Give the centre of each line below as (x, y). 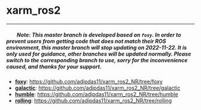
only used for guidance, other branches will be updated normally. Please (99, 54)
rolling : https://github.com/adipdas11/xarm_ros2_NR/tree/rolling (93, 100)
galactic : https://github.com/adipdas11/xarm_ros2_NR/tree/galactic (98, 88)
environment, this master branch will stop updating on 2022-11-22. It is (97, 47)
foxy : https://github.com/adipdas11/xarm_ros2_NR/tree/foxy (89, 81)
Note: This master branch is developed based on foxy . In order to (99, 35)
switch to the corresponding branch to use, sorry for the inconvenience (97, 60)
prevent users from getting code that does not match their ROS (86, 41)
